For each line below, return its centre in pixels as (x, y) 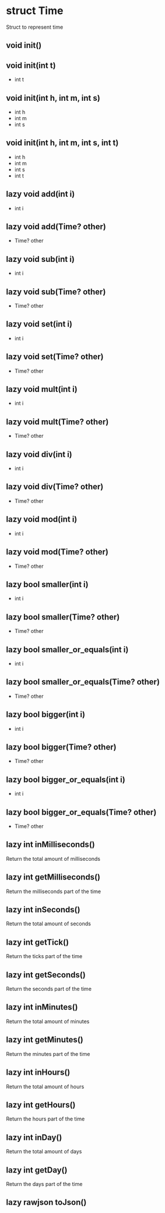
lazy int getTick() (37, 942)
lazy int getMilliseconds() (53, 877)
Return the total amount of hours (45, 1086)
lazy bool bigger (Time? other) (61, 747)
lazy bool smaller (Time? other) (63, 617)
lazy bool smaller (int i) (47, 584)
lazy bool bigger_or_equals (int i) (66, 780)
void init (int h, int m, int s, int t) (62, 143)
